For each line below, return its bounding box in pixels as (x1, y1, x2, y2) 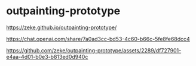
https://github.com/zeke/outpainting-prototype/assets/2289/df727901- (6, 46, 182, 54)
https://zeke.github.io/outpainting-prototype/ (6, 24, 117, 31)
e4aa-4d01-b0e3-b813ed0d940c (6, 53, 88, 60)
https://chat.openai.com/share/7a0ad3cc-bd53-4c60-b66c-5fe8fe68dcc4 (6, 35, 190, 42)
